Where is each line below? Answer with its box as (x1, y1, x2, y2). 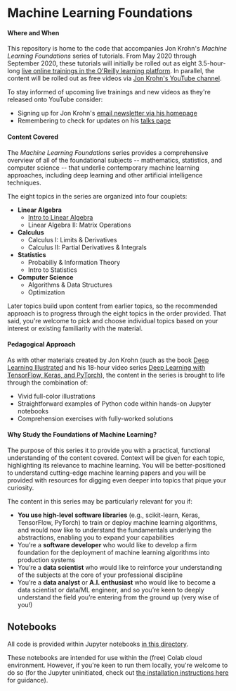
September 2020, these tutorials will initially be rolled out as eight (7, 59, 197, 68)
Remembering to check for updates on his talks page (17, 116, 171, 125)
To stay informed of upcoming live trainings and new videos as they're (7, 88, 211, 97)
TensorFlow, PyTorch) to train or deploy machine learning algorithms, (17, 518, 218, 526)
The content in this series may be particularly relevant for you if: (7, 497, 193, 505)
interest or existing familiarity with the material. (7, 324, 143, 332)
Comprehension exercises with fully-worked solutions (17, 414, 173, 423)
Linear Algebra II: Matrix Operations (27, 220, 131, 229)
